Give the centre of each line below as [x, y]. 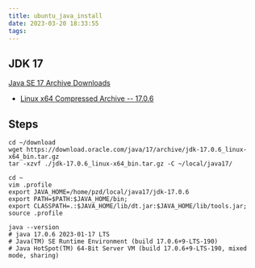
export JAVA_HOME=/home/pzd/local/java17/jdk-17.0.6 [99, 192]
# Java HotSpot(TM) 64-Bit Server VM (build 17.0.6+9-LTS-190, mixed [128, 249]
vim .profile [30, 185]
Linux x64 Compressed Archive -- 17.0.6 [87, 98]
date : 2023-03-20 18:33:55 [54, 23]
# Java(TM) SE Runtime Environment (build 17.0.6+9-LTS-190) [113, 241]
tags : [17, 31]
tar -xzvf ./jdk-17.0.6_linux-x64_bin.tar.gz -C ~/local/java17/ [120, 164]
